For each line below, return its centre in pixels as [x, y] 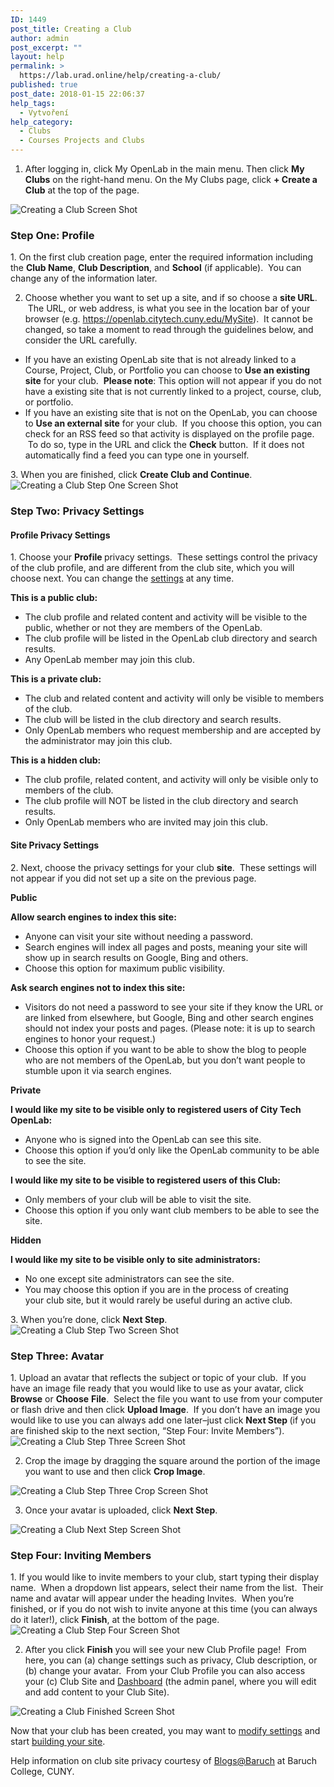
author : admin [40, 38]
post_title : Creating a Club [71, 29]
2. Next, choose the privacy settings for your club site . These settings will [163, 867]
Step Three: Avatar [57, 1356]
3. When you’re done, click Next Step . [89, 1319]
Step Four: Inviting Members [81, 1555]
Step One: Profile [52, 235]
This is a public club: [54, 598]
